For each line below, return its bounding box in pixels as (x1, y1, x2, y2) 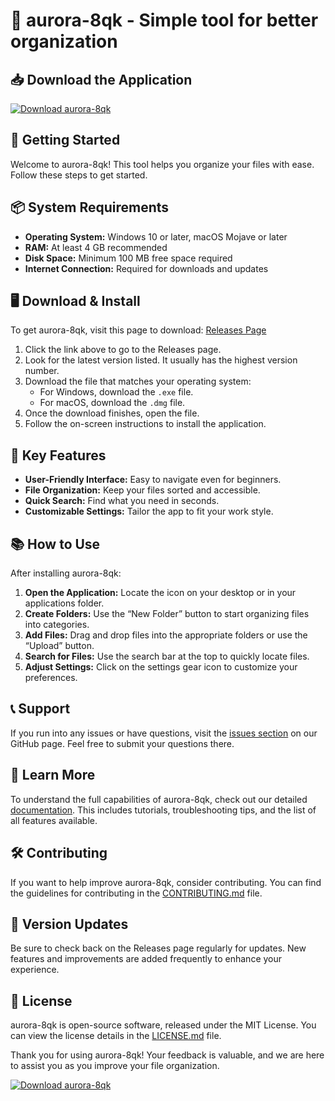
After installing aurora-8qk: (10, 567, 122, 579)
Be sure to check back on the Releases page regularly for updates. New (10, 942, 307, 954)
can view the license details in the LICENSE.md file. (10, 1030, 222, 1042)
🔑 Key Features (10, 447, 107, 464)
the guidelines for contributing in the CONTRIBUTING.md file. (10, 887, 263, 899)
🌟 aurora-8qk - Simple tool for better (10, 9, 319, 32)
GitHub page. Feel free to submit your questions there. (10, 737, 235, 749)
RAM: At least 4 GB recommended (24, 241, 168, 253)
